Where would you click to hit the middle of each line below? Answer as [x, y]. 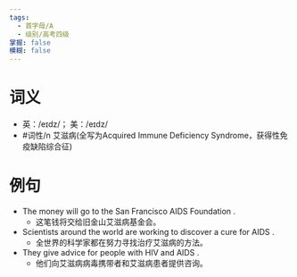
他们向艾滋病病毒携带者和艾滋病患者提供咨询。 [121, 263]
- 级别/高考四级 [43, 34]
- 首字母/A [35, 26]
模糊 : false [30, 51]
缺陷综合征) [51, 147]
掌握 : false [30, 42]
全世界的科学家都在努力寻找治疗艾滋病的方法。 [121, 243]
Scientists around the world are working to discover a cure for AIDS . [148, 232]
